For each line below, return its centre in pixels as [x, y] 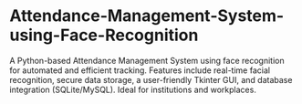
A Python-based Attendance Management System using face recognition [147, 60]
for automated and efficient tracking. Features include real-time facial [140, 70]
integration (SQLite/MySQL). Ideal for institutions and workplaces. [133, 89]
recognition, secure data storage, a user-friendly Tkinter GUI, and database [151, 79]
